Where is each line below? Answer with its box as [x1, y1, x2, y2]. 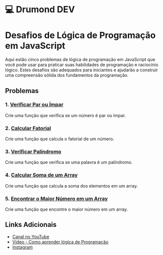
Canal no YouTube [12, 233, 50, 239]
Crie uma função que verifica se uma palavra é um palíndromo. [5, 159, 133, 165]
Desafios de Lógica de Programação [5, 30, 156, 41]
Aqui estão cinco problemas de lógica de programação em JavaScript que [5, 57, 156, 63]
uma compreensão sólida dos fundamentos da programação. [5, 72, 129, 78]
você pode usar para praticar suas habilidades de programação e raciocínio [5, 62, 159, 68]
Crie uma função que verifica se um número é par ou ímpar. [5, 112, 126, 118]
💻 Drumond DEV [5, 4, 75, 15]
